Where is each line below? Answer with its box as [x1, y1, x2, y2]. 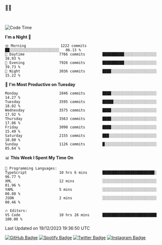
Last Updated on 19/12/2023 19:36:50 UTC [5, 225, 90, 231]
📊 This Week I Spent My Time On [5, 155, 74, 161]
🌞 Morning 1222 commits [5, 44, 87, 48]
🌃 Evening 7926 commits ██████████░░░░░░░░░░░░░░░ [5, 61, 157, 65]
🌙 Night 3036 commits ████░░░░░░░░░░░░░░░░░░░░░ [5, 69, 157, 74]
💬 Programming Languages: [5, 166, 57, 171]
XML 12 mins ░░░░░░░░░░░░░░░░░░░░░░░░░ [5, 179, 157, 184]
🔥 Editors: [5, 208, 28, 214]
